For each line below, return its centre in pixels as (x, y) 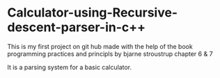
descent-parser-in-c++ (77, 27)
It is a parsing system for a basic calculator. (70, 67)
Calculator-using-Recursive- (93, 13)
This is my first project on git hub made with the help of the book (100, 46)
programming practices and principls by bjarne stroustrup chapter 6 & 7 (110, 54)
